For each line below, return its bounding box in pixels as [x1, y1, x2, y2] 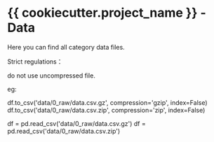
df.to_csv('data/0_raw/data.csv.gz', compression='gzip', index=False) [7, 98, 208, 106]
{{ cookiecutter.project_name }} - [7, 5, 207, 21]
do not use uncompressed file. [7, 71, 96, 80]
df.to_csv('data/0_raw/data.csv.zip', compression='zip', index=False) [7, 106, 206, 114]
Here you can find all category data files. [7, 43, 125, 51]
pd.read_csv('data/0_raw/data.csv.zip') [7, 127, 121, 135]
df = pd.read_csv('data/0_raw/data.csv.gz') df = [7, 119, 146, 127]
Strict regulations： [7, 57, 63, 66]
